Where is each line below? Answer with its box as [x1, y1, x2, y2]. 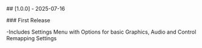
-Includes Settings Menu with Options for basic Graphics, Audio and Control [6, 28, 197, 35]
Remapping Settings [6, 35, 57, 41]
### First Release [6, 17, 50, 23]
